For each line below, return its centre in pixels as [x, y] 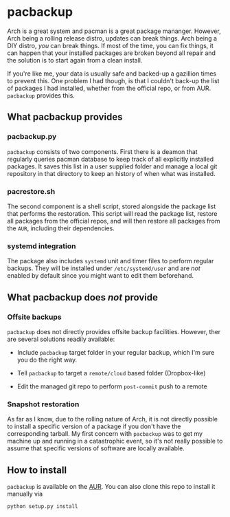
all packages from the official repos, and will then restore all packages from [114, 221]
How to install [37, 470]
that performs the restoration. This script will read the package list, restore [112, 213]
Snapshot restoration [43, 404]
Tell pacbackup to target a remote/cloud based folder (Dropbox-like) [111, 373]
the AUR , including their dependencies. [61, 228]
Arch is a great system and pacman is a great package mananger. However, [114, 31]
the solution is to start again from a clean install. [75, 60]
